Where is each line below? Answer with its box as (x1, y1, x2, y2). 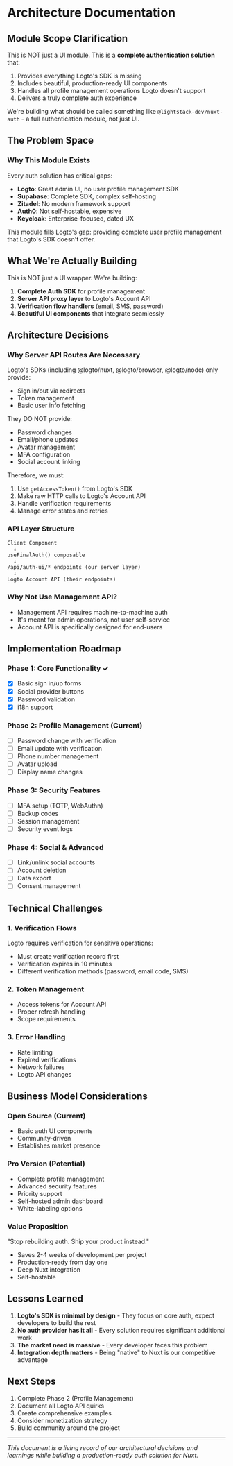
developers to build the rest (17, 1318, 96, 1327)
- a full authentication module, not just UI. (21, 114, 140, 123)
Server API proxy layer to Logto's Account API (17, 294, 151, 302)
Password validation (17, 695, 76, 704)
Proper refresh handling (17, 1007, 85, 1016)
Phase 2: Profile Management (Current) (7, 720, 143, 730)
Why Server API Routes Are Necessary (7, 350, 141, 359)
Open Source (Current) (7, 1111, 86, 1121)
